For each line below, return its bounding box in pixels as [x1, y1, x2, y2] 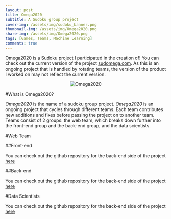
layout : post [5, 7, 33, 13]
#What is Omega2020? [5, 91, 54, 97]
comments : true [5, 41, 38, 46]
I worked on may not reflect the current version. [5, 71, 106, 77]
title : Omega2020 [5, 12, 42, 17]
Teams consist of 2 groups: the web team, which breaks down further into [5, 117, 161, 123]
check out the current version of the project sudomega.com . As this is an [5, 60, 159, 67]
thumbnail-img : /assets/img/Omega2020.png [5, 27, 97, 32]
